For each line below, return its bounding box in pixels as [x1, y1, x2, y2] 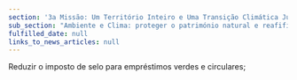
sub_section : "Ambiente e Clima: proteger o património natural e [8, 21, 259, 30]
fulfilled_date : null [8, 29, 89, 38]
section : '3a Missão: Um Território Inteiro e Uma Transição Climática [8, 12, 278, 22]
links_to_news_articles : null [8, 37, 121, 47]
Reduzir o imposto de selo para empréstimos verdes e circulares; [8, 62, 246, 72]
